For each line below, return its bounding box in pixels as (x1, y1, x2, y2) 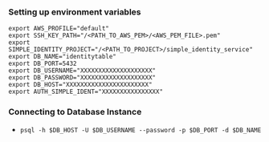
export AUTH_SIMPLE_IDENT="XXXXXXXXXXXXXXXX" (8, 87, 163, 96)
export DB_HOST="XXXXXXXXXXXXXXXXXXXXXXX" (8, 81, 153, 89)
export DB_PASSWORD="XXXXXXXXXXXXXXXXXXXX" (8, 74, 157, 82)
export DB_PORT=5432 (8, 59, 78, 68)
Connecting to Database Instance (8, 107, 142, 118)
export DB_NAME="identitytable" (8, 53, 116, 61)
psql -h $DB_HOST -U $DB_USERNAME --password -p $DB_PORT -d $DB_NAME (19, 126, 262, 134)
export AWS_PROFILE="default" (8, 25, 110, 33)
